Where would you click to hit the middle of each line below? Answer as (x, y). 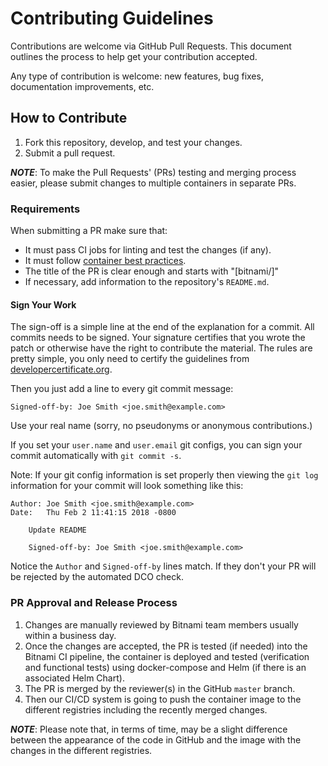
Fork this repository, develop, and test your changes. (133, 142)
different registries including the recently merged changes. (146, 709)
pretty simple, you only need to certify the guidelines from (130, 359)
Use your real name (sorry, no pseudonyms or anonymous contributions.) (161, 426)
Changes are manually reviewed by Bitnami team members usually (161, 624)
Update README (57, 530)
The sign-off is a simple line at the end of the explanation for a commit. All (162, 327)
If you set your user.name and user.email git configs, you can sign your (156, 445)
